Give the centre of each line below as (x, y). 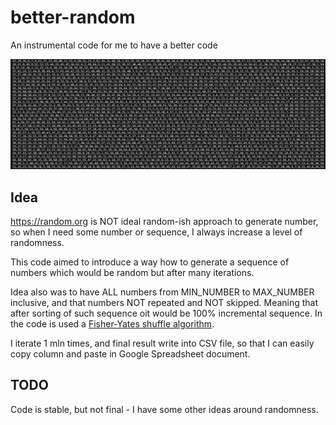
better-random (73, 17)
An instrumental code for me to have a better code (114, 45)
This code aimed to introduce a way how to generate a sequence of (150, 262)
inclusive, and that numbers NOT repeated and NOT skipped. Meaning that (164, 302)
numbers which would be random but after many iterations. (132, 272)
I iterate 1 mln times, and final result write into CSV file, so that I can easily (162, 343)
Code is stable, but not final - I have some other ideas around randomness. (164, 409)
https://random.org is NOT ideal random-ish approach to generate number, (164, 221)
